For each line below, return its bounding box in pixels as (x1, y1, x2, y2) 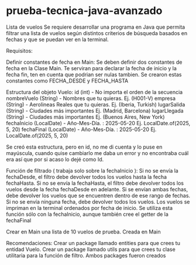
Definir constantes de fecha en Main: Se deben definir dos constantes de (6, 58, 183, 66)
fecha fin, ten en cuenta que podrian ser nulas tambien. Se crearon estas (6, 71, 182, 78)
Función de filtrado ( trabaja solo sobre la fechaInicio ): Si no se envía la (6, 167, 178, 174)
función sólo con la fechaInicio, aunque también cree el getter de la (6, 211, 169, 218)
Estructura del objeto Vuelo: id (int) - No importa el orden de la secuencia (6, 88, 183, 95)
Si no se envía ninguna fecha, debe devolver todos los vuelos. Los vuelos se (6, 198, 190, 205)
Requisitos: (6, 47, 33, 54)
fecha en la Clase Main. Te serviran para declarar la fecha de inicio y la (6, 64, 177, 71)
